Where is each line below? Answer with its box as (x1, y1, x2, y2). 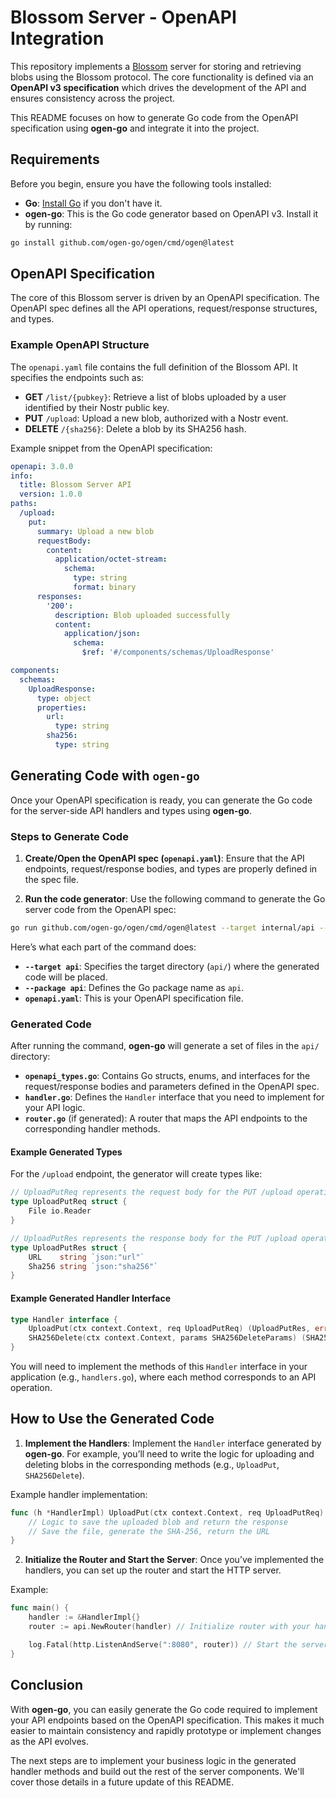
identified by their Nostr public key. (24, 401, 170, 413)
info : (10, 471, 33, 481)
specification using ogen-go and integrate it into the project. (10, 122, 260, 134)
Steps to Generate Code (10, 829, 129, 843)
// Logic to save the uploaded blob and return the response (28, 1517, 288, 1527)
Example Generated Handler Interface (10, 1292, 172, 1304)
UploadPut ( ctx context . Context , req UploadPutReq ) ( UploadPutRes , (28, 1324, 311, 1334)
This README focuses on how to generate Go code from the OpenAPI (10, 111, 299, 123)
